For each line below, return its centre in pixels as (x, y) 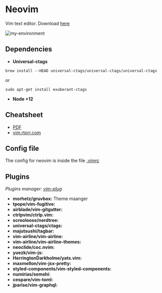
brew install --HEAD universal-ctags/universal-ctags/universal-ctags (81, 71)
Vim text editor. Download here (37, 23)
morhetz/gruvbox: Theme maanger (50, 199)
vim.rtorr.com (27, 133)
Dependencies (29, 49)
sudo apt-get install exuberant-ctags (46, 89)
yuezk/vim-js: (28, 253)
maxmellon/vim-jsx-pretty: (42, 264)
